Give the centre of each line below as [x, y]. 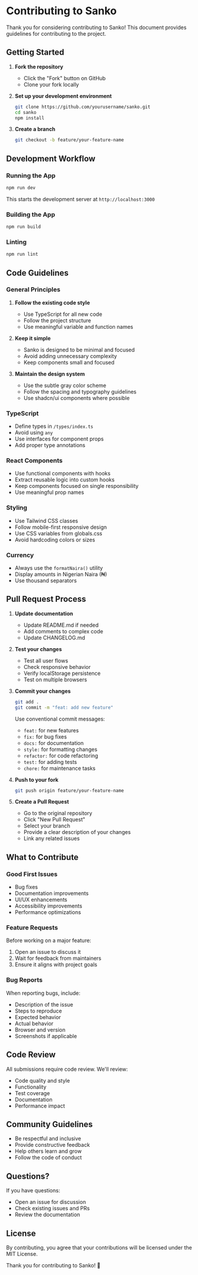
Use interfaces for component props [59, 439]
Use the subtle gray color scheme [65, 385]
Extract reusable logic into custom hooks [65, 480]
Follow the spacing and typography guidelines [80, 391]
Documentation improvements [52, 893]
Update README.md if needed [61, 625]
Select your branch [47, 826]
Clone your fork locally [51, 84]
